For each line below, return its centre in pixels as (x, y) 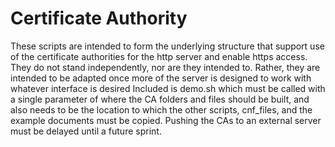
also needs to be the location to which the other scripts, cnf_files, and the (161, 109)
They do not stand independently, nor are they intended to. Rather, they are (165, 67)
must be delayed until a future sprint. (86, 131)
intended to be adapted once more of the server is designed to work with (161, 78)
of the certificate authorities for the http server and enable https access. (159, 56)
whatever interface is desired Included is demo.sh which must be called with (168, 88)
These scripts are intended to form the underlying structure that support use (167, 46)
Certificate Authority (99, 18)
